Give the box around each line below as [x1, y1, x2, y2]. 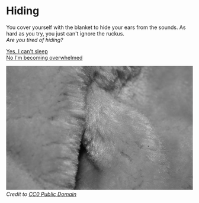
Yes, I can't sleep [6, 47, 49, 54]
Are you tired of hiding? [6, 36, 63, 43]
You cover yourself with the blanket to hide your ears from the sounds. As [6, 24, 186, 31]
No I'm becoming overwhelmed [6, 54, 83, 61]
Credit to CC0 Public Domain [6, 191, 77, 198]
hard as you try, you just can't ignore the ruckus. [6, 30, 124, 37]
